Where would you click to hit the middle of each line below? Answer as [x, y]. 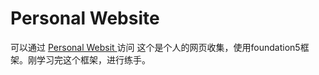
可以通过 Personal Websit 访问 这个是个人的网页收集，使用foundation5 [155, 47]
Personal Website [85, 18]
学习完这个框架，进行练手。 [93, 59]
